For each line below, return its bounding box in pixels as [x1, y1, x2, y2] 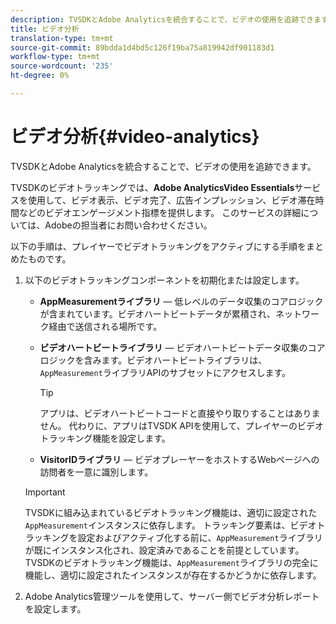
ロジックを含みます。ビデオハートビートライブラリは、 [39, 354, 268, 366]
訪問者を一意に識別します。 [39, 466, 154, 478]
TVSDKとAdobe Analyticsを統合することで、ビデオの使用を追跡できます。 [10, 160, 317, 172]
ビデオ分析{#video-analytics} [10, 126, 260, 148]
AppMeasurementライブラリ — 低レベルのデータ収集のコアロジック [39, 295, 324, 307]
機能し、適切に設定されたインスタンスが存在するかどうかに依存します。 [24, 569, 322, 581]
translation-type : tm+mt [10, 33, 114, 43]
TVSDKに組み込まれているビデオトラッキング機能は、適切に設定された [24, 506, 318, 518]
